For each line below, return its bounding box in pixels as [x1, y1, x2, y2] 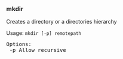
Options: [6, 41, 32, 48]
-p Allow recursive [9, 47, 67, 54]
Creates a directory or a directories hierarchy [6, 18, 118, 25]
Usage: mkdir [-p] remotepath [6, 29, 82, 37]
